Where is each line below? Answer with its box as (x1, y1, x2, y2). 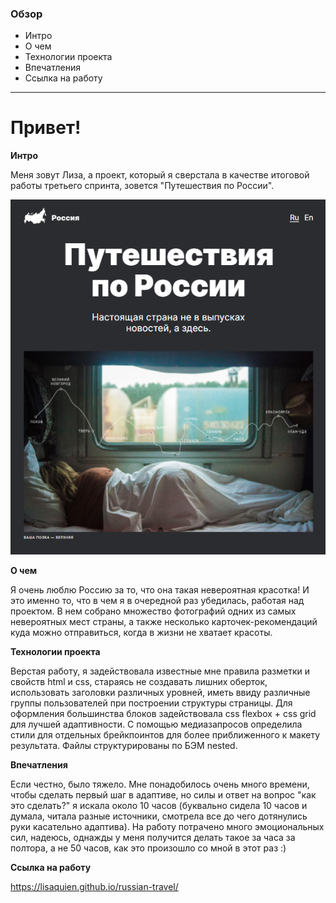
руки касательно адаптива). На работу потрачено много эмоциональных (10, 821, 325, 833)
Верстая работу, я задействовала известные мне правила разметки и (10, 665, 311, 677)
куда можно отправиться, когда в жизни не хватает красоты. (10, 627, 273, 639)
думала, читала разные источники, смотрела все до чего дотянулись (10, 810, 308, 822)
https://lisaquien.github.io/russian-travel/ (10, 881, 179, 893)
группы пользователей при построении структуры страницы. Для (10, 697, 293, 709)
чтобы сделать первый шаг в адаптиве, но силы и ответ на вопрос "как (10, 789, 317, 801)
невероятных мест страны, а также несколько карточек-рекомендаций (10, 616, 318, 628)
